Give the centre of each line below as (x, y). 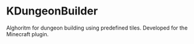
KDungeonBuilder (52, 11)
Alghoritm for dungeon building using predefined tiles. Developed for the (97, 28)
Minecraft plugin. (28, 34)
